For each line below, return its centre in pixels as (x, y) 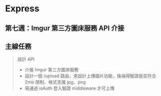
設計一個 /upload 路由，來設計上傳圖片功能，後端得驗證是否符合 (90, 76)
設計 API (26, 59)
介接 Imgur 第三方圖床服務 (51, 70)
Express (22, 9)
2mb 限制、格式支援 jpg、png (55, 82)
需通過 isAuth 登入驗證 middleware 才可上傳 (70, 88)
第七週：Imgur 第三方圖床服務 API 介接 (65, 28)
